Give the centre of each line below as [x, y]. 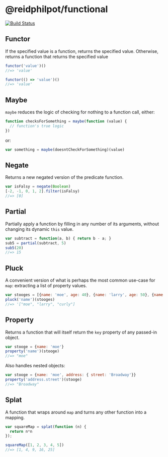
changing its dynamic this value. [39, 229]
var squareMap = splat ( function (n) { [46, 427]
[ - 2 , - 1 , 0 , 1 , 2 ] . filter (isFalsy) [43, 191]
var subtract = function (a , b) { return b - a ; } [58, 238]
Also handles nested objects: [35, 366]
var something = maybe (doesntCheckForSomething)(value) [65, 150]
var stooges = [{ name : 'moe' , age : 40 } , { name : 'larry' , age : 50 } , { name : [85, 295]
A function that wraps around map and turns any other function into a [76, 412]
